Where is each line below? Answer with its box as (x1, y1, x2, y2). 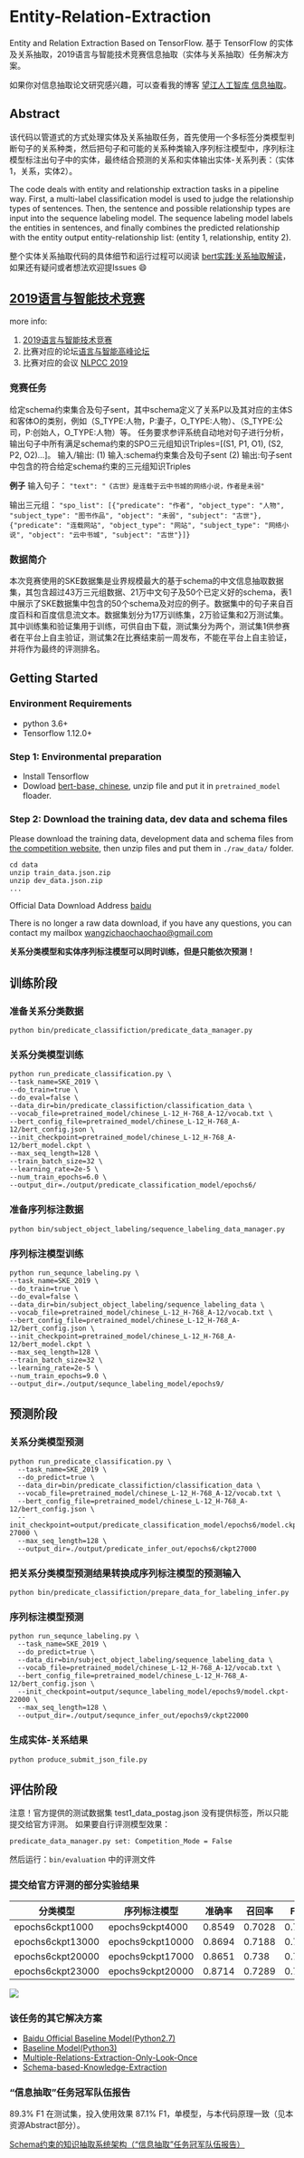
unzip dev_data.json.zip (9, 877, 103, 886)
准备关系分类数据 (9, 1005, 84, 1017)
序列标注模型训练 (9, 1247, 84, 1259)
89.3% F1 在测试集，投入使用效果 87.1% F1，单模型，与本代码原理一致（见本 (9, 2108, 294, 2119)
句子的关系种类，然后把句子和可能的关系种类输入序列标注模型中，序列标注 (16, 142, 295, 153)
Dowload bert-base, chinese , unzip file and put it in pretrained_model (22, 781, 280, 792)
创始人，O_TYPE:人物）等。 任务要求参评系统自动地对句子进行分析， (32, 426, 289, 437)
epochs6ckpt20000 (14, 1949, 100, 1962)
